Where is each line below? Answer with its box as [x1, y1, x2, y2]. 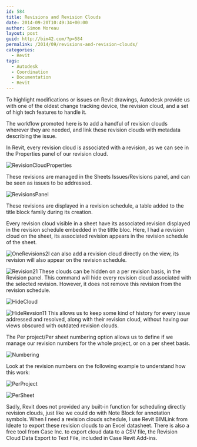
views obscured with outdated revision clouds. [6, 322, 119, 329]
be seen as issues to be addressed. [6, 179, 92, 186]
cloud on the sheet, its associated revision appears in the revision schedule [6, 232, 188, 239]
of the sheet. [6, 239, 37, 245]
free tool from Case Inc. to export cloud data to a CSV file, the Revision [6, 428, 178, 435]
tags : [6, 58, 19, 64]
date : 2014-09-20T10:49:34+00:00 [6, 19, 88, 25]
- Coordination [11, 69, 49, 75]
